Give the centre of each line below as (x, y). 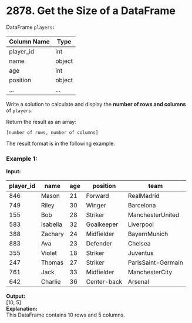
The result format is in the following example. (61, 143)
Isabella (52, 224)
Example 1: (22, 159)
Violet (49, 253)
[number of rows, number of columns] (52, 132)
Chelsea (139, 244)
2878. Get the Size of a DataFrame (91, 11)
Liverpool (141, 224)
